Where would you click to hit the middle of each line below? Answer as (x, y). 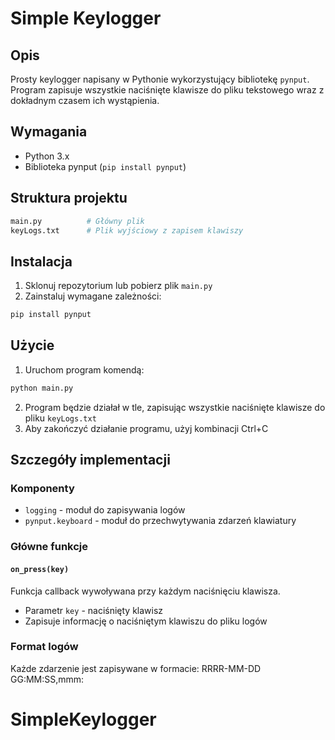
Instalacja (41, 261)
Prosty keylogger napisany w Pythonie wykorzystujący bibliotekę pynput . (160, 79)
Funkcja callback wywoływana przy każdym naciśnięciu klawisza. (145, 591)
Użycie (32, 345)
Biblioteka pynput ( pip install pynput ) (105, 166)
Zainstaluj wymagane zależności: (93, 296)
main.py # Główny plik (77, 221)
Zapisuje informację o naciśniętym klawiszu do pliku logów (146, 621)
